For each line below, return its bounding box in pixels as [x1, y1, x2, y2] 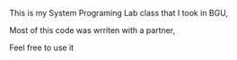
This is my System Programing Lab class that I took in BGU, [9, 8, 229, 18]
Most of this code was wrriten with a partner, [9, 25, 176, 35]
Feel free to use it [9, 42, 75, 53]
